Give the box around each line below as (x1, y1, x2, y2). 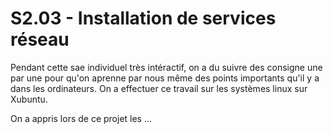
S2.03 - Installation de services (10, 7, 277, 30)
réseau (10, 28, 70, 51)
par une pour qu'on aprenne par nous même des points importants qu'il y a (10, 72, 320, 84)
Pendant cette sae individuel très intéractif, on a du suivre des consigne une (10, 61, 323, 73)
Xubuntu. (10, 93, 48, 105)
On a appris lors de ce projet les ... (10, 112, 153, 124)
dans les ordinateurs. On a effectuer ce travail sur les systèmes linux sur (10, 82, 308, 94)
